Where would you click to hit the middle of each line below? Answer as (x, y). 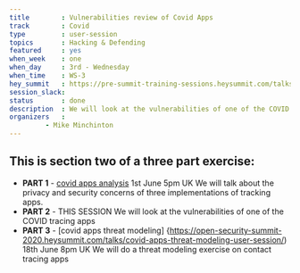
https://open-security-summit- (226, 230)
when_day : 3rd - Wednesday (69, 68)
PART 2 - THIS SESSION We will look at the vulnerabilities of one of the (153, 211)
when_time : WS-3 (48, 76)
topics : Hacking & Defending (77, 42)
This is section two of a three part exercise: (132, 161)
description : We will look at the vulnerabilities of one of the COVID (150, 109)
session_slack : (37, 92)
